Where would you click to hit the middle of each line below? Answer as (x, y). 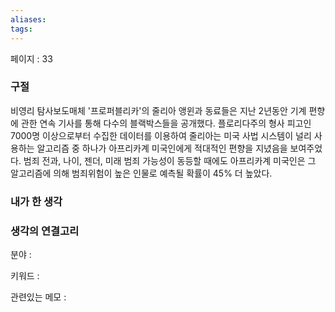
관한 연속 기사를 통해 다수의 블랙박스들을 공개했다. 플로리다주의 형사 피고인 (166, 123)
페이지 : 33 (31, 58)
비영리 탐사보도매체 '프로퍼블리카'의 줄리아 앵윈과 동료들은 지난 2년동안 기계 (158, 110)
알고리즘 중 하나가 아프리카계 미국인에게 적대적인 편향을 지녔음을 (162, 148)
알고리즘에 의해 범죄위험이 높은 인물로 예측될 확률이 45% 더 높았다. (141, 173)
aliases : (28, 19)
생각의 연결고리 (45, 231)
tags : (21, 29)
